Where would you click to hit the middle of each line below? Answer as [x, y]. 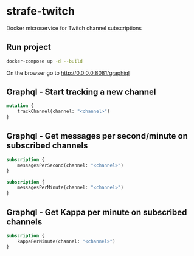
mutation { [20, 106]
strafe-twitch [40, 11]
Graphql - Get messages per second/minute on [97, 136]
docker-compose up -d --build [45, 61]
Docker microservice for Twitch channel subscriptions [74, 28]
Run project [29, 47]
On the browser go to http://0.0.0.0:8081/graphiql [68, 73]
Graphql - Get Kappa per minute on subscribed [97, 212]
